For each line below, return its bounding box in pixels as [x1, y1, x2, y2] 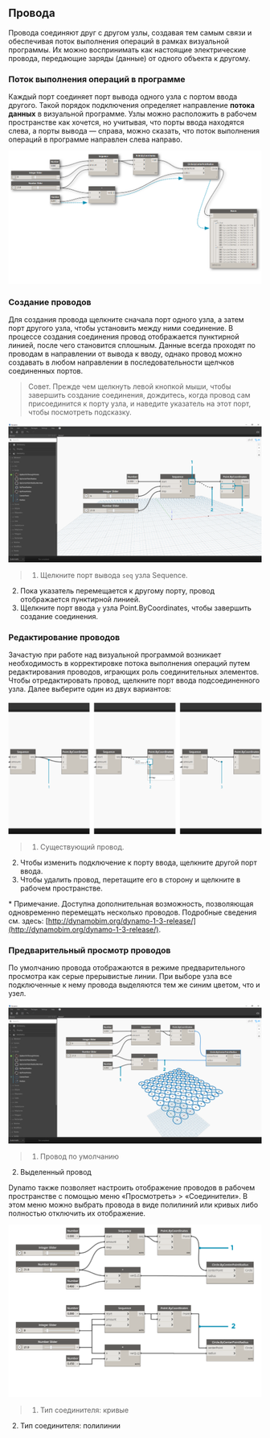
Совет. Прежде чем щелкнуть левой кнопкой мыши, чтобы [27, 382, 231, 391]
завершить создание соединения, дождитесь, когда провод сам [27, 390, 251, 399]
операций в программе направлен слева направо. [8, 134, 183, 144]
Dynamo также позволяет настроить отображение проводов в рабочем [8, 1183, 256, 1192]
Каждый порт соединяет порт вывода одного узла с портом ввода [8, 92, 238, 101]
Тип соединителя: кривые [39, 1405, 129, 1415]
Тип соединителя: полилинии [19, 1420, 121, 1430]
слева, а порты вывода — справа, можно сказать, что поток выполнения [8, 126, 260, 136]
